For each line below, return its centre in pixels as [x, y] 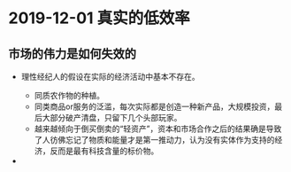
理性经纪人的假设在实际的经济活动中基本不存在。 [110, 77]
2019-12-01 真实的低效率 [100, 18]
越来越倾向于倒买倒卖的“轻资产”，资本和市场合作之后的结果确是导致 [158, 129]
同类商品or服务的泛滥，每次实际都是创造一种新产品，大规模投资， [154, 106]
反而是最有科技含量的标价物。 [104, 151]
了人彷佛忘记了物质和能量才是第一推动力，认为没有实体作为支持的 [154, 140]
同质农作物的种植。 [69, 95]
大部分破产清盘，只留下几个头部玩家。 [112, 117]
